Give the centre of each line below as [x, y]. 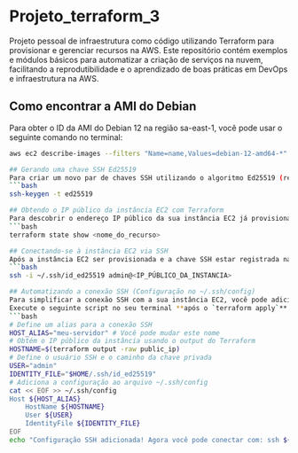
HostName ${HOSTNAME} [65, 407]
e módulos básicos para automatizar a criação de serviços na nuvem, [136, 59]
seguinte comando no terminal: [66, 137]
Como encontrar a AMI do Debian [103, 107]
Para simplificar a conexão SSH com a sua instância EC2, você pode [138, 300]
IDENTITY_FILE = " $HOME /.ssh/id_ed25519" [83, 374]
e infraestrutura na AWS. [54, 78]
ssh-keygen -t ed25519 [51, 194]
